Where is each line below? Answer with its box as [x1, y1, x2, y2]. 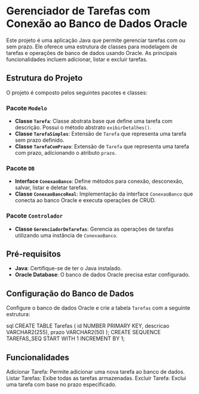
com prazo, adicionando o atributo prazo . [14, 149, 117, 157]
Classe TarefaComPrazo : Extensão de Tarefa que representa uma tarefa [14, 143, 189, 150]
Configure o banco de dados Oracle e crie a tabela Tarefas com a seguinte [6, 304, 191, 311]
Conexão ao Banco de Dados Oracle [6, 17, 188, 30]
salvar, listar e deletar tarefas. [14, 184, 88, 191]
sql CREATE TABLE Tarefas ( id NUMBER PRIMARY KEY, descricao [6, 322, 170, 329]
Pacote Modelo [6, 103, 48, 112]
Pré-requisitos [6, 249, 62, 259]
